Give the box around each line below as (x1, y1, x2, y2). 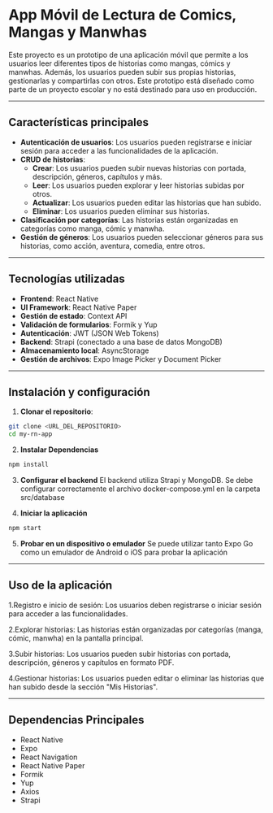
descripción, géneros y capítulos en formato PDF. (8, 657, 175, 667)
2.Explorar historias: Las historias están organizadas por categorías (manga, (8, 624, 264, 634)
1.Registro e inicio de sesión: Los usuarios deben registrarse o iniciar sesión (8, 600, 262, 610)
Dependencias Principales (8, 713, 145, 727)
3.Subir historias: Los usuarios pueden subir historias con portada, (8, 649, 232, 659)
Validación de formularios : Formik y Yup (19, 320, 158, 329)
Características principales (8, 115, 149, 129)
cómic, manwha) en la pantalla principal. (8, 633, 144, 643)
